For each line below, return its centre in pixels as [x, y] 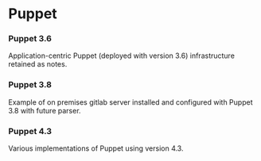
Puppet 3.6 [30, 39]
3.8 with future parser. [45, 110]
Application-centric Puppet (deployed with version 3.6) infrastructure [121, 56]
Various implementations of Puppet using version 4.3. [96, 148]
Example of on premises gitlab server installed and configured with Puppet [130, 102]
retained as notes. [38, 64]
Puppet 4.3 [30, 131]
